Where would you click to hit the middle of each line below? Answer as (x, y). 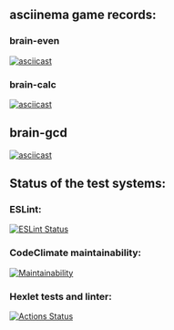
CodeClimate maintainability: (76, 253)
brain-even (35, 41)
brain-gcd (39, 133)
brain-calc (33, 84)
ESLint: (26, 210)
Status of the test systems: (88, 184)
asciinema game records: (83, 15)
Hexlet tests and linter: (61, 296)
